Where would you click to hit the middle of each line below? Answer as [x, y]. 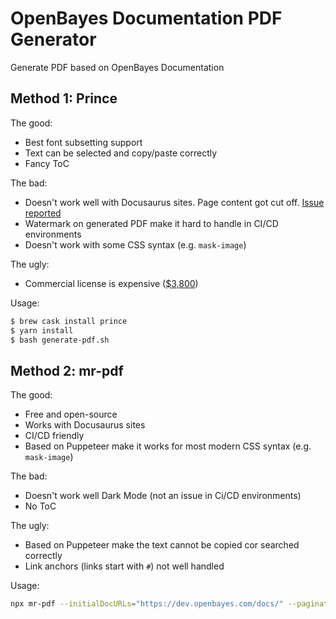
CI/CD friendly [54, 436]
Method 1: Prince [64, 98]
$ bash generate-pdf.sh [60, 340]
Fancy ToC [47, 163]
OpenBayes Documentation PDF [146, 18]
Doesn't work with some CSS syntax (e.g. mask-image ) [135, 244]
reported [43, 213]
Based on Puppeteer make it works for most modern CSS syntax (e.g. [168, 446]
